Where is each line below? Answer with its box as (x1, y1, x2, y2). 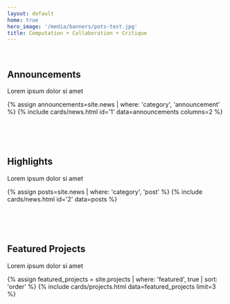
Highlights (7, 156, 53, 168)
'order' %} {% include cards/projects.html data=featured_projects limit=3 (7, 282, 216, 291)
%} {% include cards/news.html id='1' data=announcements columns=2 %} (7, 108, 223, 116)
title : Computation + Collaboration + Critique (7, 29, 148, 37)
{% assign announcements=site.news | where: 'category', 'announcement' (7, 100, 220, 109)
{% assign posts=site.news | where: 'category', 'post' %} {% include (7, 188, 203, 196)
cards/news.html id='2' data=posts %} (7, 195, 118, 203)
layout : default (7, 10, 54, 17)
